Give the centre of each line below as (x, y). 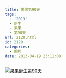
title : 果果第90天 (23, 10)
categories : (17, 47)
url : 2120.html (21, 38)
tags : (11, 14)
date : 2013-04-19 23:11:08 (33, 56)
